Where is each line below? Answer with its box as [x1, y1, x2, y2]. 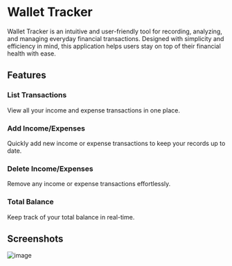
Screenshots [7, 233, 64, 244]
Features [7, 69, 46, 81]
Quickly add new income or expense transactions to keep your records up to [7, 139, 226, 147]
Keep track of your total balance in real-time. [7, 213, 135, 221]
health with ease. [7, 49, 57, 58]
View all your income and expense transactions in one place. [7, 106, 181, 115]
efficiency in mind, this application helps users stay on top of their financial [7, 42, 222, 50]
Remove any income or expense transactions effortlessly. [7, 180, 171, 188]
